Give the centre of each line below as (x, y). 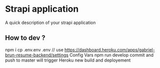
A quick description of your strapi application (50, 23)
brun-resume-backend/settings (37, 55)
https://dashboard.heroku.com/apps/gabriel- (110, 49)
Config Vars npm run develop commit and (112, 55)
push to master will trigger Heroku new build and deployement (68, 60)
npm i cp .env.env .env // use (34, 49)
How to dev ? (25, 38)
